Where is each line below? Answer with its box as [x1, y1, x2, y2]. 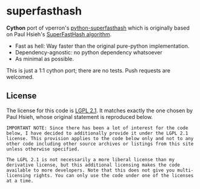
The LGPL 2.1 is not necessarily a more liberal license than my [6, 156, 175, 162]
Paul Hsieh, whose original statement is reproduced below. [6, 113, 153, 120]
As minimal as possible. [15, 55, 75, 62]
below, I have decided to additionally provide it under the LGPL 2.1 [6, 130, 188, 136]
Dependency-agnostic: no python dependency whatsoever [15, 48, 162, 56]
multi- [177, 167, 194, 173]
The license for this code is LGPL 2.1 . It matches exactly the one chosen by [6, 107, 193, 114]
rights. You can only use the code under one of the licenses [33, 172, 194, 179]
